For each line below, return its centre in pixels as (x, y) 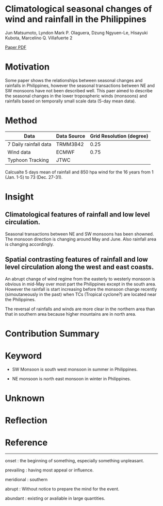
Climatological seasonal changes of (79, 9)
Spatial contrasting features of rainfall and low (76, 260)
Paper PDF (16, 47)
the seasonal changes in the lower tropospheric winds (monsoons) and (76, 96)
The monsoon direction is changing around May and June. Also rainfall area (81, 239)
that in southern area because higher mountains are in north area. (71, 314)
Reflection (26, 421)
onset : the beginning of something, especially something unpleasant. (75, 461)
